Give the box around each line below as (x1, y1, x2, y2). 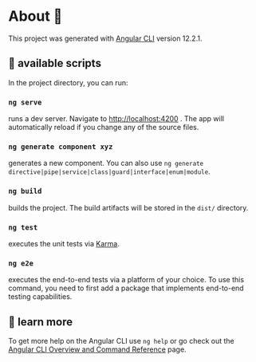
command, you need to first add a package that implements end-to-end (8, 283, 245, 293)
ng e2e (8, 258, 34, 268)
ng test (8, 222, 38, 232)
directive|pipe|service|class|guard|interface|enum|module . (8, 167, 211, 176)
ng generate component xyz (8, 142, 113, 151)
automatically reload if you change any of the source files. (8, 123, 199, 132)
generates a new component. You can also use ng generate (8, 159, 204, 168)
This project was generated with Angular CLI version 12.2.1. (8, 33, 203, 43)
